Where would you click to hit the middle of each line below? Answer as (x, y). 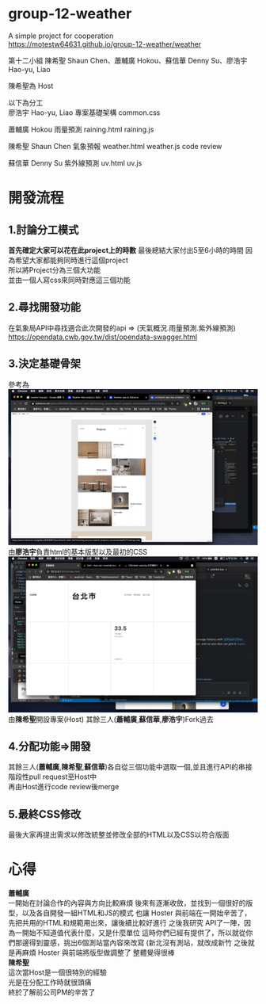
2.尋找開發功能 (45, 307)
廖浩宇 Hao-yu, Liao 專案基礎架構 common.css (84, 113)
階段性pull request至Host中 (53, 777)
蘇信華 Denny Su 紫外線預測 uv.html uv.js (75, 162)
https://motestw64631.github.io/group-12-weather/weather (105, 44)
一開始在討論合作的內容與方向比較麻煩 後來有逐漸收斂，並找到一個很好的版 (131, 903)
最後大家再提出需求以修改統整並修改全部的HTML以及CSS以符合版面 (119, 835)
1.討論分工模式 (44, 229)
